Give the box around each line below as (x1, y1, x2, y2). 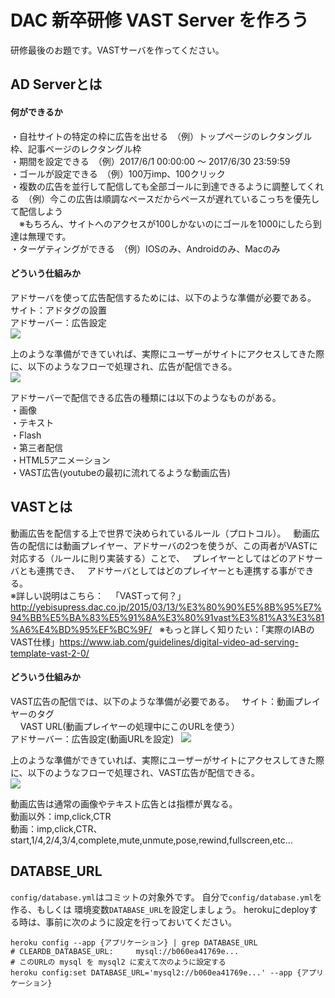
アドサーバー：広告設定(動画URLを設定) (10, 732, 175, 745)
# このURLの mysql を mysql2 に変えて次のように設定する (10, 957, 227, 967)
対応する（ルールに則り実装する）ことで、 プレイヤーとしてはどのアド (10, 552, 306, 564)
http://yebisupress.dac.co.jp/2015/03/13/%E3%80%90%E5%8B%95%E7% (10, 601, 323, 613)
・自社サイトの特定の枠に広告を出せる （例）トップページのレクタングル (10, 130, 313, 142)
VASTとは (10, 499, 73, 516)
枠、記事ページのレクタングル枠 (10, 142, 142, 155)
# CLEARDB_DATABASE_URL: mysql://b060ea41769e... (10, 946, 240, 956)
